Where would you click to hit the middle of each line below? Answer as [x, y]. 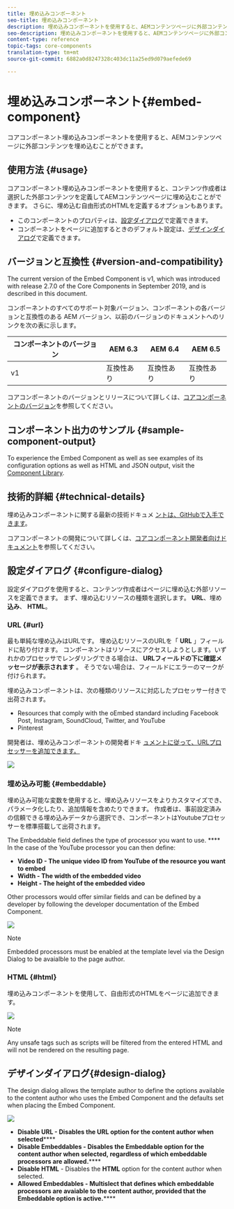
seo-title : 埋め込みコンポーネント [53, 20]
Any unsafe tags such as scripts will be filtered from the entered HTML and [115, 1043]
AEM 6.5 [206, 349]
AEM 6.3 [123, 349]
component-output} [52, 441]
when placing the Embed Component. [62, 1105]
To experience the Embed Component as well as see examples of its [105, 458]
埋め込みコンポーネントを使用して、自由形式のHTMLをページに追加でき [110, 993]
